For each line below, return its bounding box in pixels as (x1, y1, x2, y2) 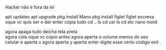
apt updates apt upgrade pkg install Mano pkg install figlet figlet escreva (5, 14, 154, 19)
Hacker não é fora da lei (5, 4, 55, 10)
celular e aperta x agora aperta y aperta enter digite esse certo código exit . (5, 39, 161, 45)
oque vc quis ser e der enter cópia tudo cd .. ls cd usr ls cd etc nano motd (5, 19, 157, 25)
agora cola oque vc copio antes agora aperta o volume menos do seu (5, 34, 148, 40)
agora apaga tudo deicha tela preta (5, 29, 77, 34)
